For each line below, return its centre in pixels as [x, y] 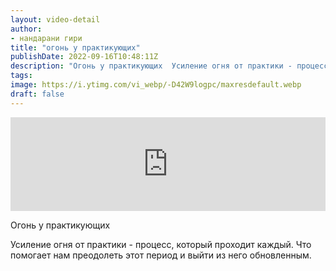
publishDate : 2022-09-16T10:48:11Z [84, 57]
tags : [21, 76]
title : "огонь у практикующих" [75, 47]
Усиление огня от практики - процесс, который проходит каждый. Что [161, 244]
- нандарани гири [46, 38]
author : [26, 29]
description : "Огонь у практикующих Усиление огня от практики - [151, 66]
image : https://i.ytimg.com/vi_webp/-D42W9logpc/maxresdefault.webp [156, 85]
